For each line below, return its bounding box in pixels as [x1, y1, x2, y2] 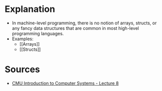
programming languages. [11, 30, 64, 36]
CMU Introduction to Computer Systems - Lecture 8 [11, 80, 119, 86]
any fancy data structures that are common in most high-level [11, 25, 139, 31]
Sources [4, 64, 40, 75]
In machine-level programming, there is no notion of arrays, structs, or [11, 20, 157, 26]
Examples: [11, 36, 33, 42]
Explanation [4, 3, 55, 15]
